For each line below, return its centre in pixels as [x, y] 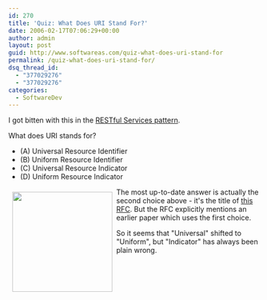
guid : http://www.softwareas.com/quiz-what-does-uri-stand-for [116, 53]
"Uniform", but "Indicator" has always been [187, 242]
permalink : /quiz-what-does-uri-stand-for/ [82, 61]
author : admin [32, 38]
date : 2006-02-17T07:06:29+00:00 [64, 30]
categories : [28, 90]
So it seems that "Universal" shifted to [179, 234]
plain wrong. [137, 250]
